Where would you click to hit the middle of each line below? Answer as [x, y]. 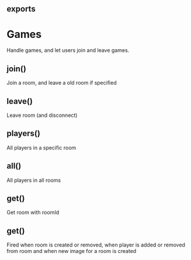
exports [21, 9]
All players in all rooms [34, 180]
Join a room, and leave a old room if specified [62, 83]
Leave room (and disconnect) [42, 115]
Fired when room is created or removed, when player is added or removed [96, 245]
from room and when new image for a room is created [72, 251]
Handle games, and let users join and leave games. [68, 50]
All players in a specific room [41, 147]
